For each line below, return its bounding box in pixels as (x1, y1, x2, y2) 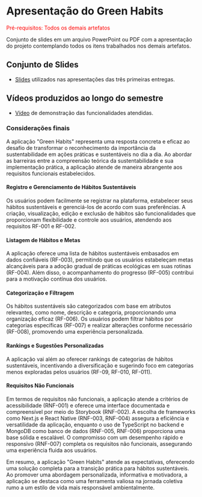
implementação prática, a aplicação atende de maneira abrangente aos (6, 163, 183, 170)
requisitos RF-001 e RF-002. (6, 223, 76, 230)
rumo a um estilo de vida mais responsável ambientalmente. (6, 484, 155, 491)
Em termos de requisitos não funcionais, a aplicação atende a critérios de (6, 395, 188, 402)
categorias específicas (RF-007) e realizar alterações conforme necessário (6, 322, 192, 329)
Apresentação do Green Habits (6, 4, 164, 18)
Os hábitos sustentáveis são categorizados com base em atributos (6, 302, 171, 310)
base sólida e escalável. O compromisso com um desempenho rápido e (6, 434, 183, 441)
